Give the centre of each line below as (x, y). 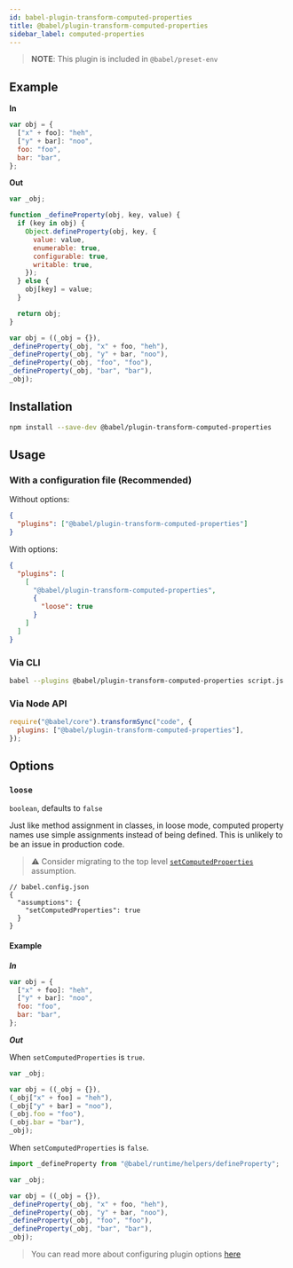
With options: (34, 549)
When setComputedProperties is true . (77, 1057)
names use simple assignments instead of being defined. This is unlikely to (146, 835)
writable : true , (63, 264)
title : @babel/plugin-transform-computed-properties (109, 26)
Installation (41, 407)
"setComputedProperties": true (83, 910)
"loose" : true (67, 607)
